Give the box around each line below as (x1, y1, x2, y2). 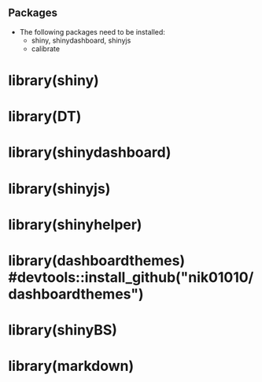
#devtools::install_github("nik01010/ (8, 268, 254, 286)
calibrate (31, 43, 61, 54)
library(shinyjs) (8, 180, 111, 198)
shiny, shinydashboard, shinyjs (31, 35, 131, 45)
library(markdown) (8, 358, 135, 375)
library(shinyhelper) (8, 216, 142, 233)
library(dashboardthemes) (8, 251, 186, 269)
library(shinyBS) (8, 321, 118, 339)
